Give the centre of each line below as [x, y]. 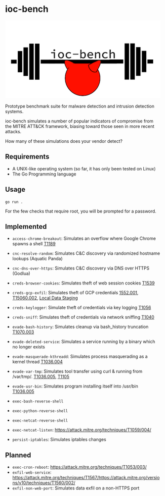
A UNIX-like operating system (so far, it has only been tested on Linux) [84, 168]
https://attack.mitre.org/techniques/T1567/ [56, 478]
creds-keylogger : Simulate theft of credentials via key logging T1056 [82, 308]
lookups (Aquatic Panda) [37, 259]
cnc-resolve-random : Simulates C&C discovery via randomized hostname [86, 253]
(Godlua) [21, 274]
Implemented [26, 226]
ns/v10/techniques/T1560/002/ [44, 483]
